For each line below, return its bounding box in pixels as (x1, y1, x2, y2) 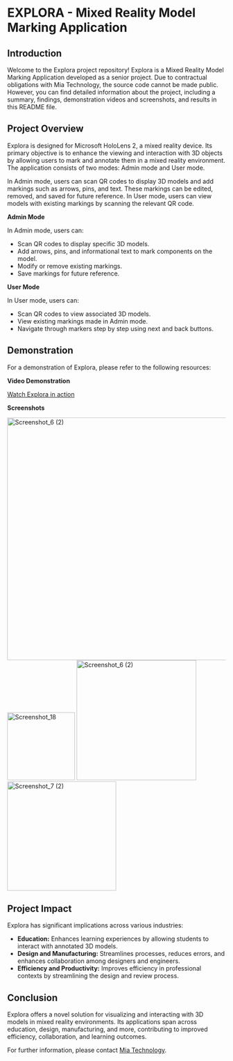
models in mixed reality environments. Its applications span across (7, 1018, 198, 1026)
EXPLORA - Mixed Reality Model (7, 5, 196, 21)
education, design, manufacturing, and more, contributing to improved (7, 1025, 208, 1034)
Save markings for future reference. (17, 269, 120, 278)
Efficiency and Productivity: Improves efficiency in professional (17, 964, 202, 973)
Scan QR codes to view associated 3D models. (17, 310, 151, 318)
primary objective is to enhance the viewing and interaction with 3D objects (7, 148, 223, 157)
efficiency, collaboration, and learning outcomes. (7, 1032, 147, 1041)
